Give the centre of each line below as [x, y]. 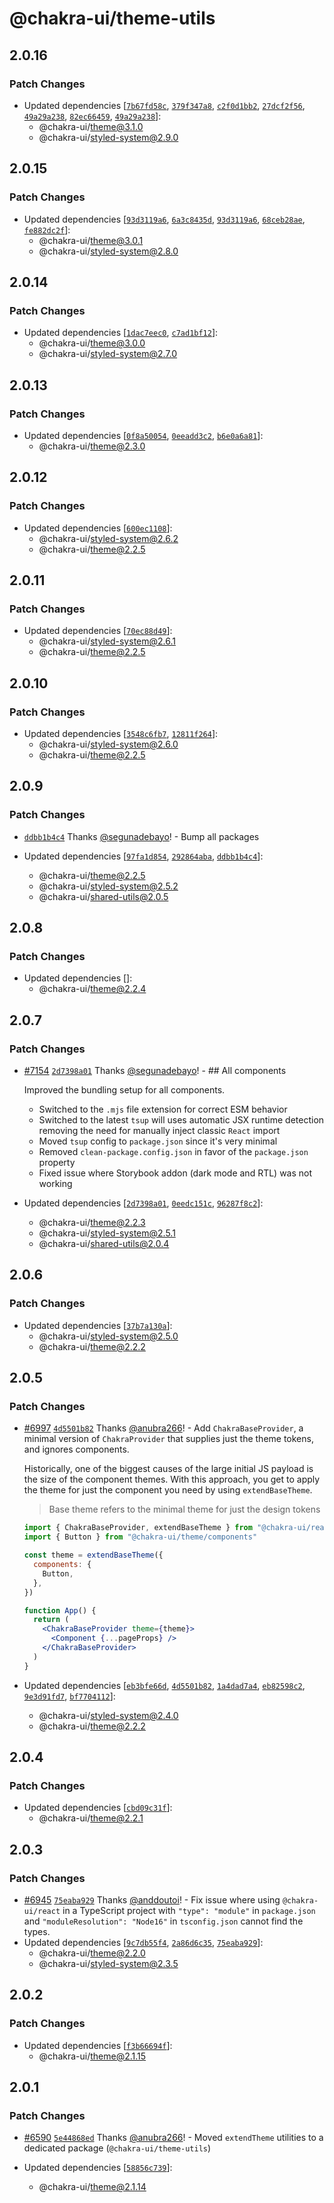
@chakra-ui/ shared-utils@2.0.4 [104, 1244]
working [55, 1184]
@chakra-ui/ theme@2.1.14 [92, 2187]
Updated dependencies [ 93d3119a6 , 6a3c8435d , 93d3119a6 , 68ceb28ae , [164, 219]
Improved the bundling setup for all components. [124, 1090]
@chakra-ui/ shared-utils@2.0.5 [103, 896]
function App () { [60, 1610]
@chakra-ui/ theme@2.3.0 [92, 446]
